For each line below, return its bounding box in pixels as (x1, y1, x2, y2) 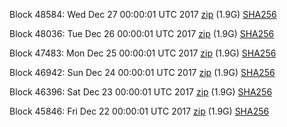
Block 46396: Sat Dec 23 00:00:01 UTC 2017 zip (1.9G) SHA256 (9, 86, 273, 98)
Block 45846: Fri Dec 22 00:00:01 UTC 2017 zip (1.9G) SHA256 (9, 105, 270, 117)
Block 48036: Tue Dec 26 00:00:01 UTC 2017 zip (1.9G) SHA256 (9, 28, 275, 39)
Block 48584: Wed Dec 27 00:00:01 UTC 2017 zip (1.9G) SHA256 (9, 9, 277, 20)
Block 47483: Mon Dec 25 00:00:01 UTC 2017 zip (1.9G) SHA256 (9, 47, 277, 59)
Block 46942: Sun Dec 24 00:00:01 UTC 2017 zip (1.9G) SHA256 (9, 67, 276, 78)
